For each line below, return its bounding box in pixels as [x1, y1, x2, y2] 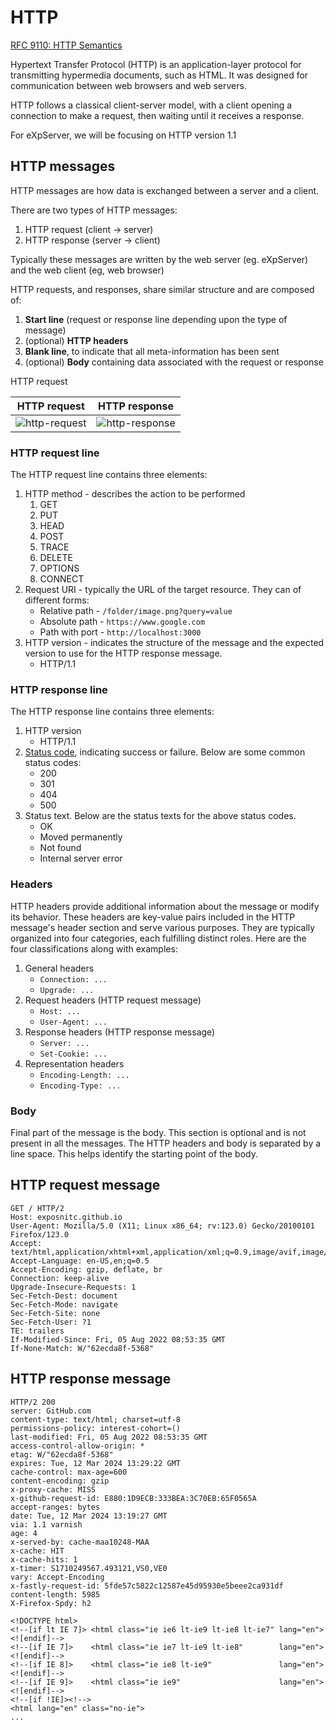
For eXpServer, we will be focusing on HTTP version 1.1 [10, 129, 237, 141]
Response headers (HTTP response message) [24, 1026, 216, 1038]
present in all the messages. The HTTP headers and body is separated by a [10, 1137, 322, 1149]
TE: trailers [10, 1326, 65, 1336]
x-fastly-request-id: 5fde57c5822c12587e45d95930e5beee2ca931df [10, 1581, 284, 1591]
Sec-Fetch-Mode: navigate [10, 1299, 118, 1310]
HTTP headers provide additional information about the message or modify [10, 900, 320, 912]
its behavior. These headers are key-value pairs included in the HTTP [10, 911, 296, 923]
